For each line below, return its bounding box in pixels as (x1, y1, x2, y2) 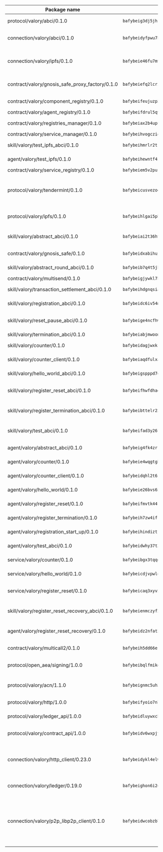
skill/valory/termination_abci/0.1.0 (7, 331, 85, 338)
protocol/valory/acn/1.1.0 (7, 682, 66, 688)
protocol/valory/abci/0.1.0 (7, 18, 67, 24)
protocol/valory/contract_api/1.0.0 (7, 730, 86, 737)
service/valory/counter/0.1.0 (7, 556, 73, 563)
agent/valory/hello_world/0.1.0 (7, 487, 78, 493)
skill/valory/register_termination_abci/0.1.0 (7, 407, 105, 414)
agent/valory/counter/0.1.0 (7, 458, 69, 465)
